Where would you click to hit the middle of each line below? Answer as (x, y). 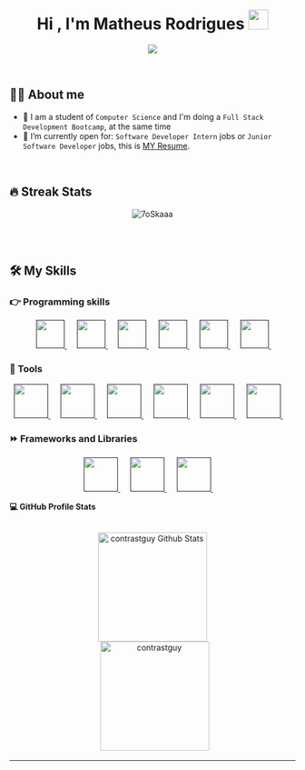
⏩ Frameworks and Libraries (74, 439)
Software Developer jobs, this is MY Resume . (106, 145)
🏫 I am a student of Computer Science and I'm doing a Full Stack (143, 116)
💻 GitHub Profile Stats (53, 506)
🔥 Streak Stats (51, 192)
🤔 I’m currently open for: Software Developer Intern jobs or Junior (147, 135)
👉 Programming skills (60, 302)
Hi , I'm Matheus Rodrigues (141, 24)
